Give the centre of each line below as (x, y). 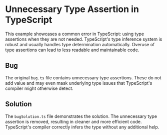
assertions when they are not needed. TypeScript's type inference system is (84, 39)
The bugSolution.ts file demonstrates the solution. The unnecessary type (81, 116)
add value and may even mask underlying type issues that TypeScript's (79, 83)
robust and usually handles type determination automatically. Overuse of (80, 44)
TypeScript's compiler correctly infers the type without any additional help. (82, 127)
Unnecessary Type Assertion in (72, 9)
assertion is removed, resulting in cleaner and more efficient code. (73, 121)
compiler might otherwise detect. (39, 88)
